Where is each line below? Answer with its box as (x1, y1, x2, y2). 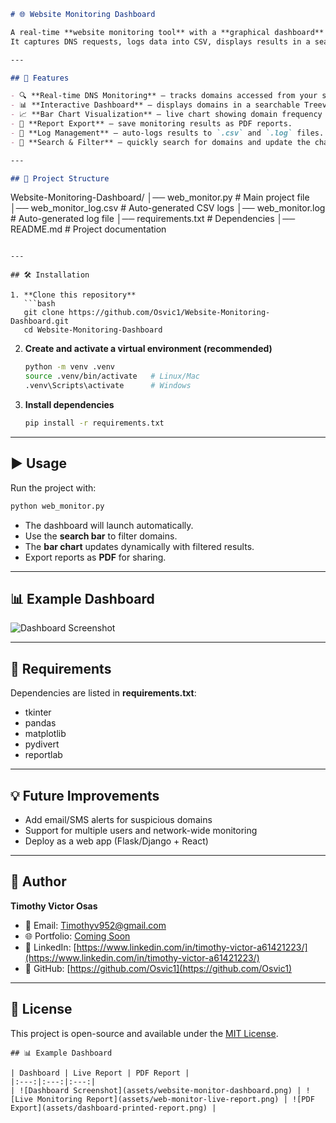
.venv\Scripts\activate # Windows (24, 381, 192, 391)
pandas (24, 717, 57, 729)
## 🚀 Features (10, 73, 70, 83)
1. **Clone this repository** (10, 290, 137, 300)
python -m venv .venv (24, 362, 115, 372)
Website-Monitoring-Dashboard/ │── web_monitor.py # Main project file (10, 191, 310, 204)
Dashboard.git (10, 316, 70, 327)
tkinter (24, 706, 52, 719)
